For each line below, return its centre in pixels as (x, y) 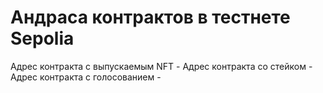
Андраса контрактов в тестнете (150, 17)
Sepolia (42, 38)
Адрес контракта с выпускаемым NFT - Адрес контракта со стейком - (161, 66)
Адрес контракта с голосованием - (86, 77)
